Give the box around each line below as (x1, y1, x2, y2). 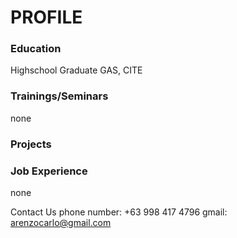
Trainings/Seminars (10, 89, 109, 103)
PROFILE (10, 6, 83, 29)
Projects (10, 137, 52, 151)
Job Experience (10, 164, 88, 178)
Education (10, 42, 62, 56)
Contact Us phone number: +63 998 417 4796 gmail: (10, 206, 228, 218)
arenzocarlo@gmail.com (10, 217, 112, 228)
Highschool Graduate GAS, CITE (10, 64, 143, 76)
